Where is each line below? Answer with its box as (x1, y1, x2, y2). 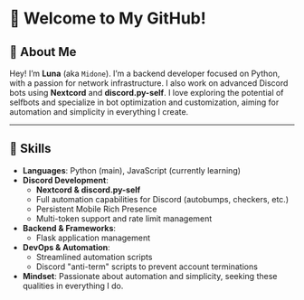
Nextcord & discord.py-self (35, 184, 141, 195)
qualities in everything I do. (22, 280, 124, 291)
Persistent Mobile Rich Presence (35, 203, 157, 214)
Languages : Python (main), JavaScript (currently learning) (22, 164, 242, 175)
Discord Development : (22, 174, 109, 185)
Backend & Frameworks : (22, 222, 116, 233)
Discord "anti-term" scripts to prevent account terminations (35, 261, 258, 272)
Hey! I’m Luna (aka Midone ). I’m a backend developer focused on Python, (9, 68, 280, 79)
